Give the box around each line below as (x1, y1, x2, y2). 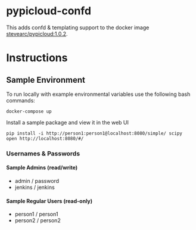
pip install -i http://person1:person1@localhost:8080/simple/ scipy (6, 130, 183, 136)
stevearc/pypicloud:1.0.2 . (6, 30, 68, 37)
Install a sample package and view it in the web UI (6, 119, 129, 126)
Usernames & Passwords (6, 149, 80, 157)
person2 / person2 (14, 217, 61, 224)
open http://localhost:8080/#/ (6, 135, 84, 141)
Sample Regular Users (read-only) (6, 197, 93, 204)
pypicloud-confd (6, 4, 91, 18)
